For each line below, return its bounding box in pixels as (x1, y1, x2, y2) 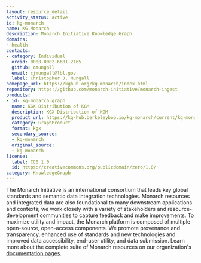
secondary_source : (11, 131, 58, 137)
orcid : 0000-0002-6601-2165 (11, 59, 82, 65)
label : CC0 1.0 (11, 159, 50, 165)
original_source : (11, 142, 55, 148)
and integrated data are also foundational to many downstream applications (6, 199, 193, 206)
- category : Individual (6, 53, 66, 59)
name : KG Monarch (6, 25, 50, 32)
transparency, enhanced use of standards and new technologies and (6, 231, 176, 238)
